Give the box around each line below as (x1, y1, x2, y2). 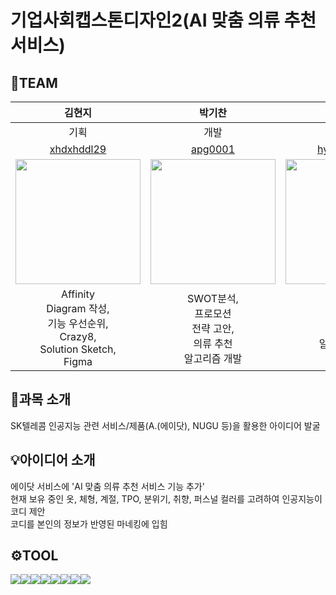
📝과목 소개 (10, 391, 72, 408)
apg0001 (190, 142, 236, 156)
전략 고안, (191, 322, 235, 335)
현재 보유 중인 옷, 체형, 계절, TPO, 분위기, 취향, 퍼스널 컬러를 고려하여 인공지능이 (10, 492, 323, 505)
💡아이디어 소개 (10, 452, 96, 469)
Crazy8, (59, 330, 97, 343)
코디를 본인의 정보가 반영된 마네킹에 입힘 (10, 517, 168, 530)
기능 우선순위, (47, 317, 109, 330)
